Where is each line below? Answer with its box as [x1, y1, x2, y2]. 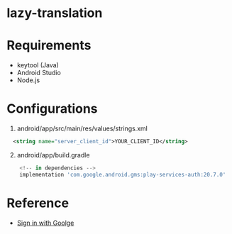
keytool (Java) [16, 61, 60, 69]
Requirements [6, 38, 92, 54]
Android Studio [16, 69, 61, 77]
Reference [6, 195, 69, 211]
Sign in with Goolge [16, 218, 74, 227]
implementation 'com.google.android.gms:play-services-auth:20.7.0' [19, 171, 226, 178]
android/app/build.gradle [16, 150, 90, 159]
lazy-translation [6, 5, 103, 21]
